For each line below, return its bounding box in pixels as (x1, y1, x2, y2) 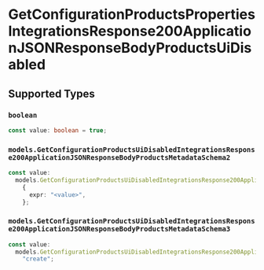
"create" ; (22, 255, 55, 263)
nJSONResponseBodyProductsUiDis (8, 39, 252, 57)
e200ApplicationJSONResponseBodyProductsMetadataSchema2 (8, 153, 231, 162)
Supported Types (8, 87, 96, 100)
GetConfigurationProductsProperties (8, 6, 255, 24)
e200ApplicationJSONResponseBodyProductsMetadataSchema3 (8, 224, 231, 234)
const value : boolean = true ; (8, 126, 108, 135)
